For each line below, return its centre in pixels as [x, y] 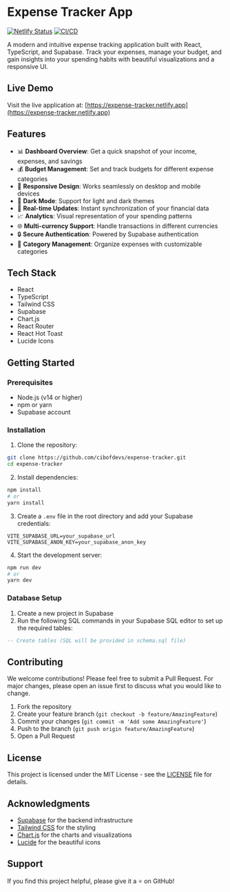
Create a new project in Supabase [65, 613]
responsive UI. [28, 66]
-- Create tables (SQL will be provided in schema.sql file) [97, 640]
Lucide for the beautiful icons [59, 842]
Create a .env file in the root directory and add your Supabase [105, 516]
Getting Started [41, 362]
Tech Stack [32, 273]
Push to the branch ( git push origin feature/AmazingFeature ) [106, 729]
